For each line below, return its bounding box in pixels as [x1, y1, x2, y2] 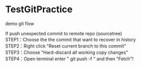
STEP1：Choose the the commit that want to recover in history [5, 36, 136, 42]
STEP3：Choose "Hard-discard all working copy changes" [5, 49, 128, 55]
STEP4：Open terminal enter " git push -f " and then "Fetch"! [5, 55, 134, 62]
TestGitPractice [5, 4, 73, 15]
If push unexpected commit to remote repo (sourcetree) [5, 30, 122, 36]
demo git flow [5, 20, 34, 27]
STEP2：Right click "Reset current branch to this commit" [5, 42, 126, 49]
